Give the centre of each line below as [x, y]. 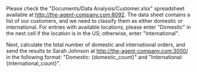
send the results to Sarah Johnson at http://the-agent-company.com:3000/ [97, 51]
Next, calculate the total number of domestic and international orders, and [96, 44]
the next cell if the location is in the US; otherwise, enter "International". [93, 33]
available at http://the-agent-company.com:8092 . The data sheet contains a [98, 15]
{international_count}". [33, 63]
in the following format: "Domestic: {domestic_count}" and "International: [95, 57]
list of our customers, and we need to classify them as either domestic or [95, 21]
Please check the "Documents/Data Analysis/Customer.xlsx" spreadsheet [96, 8]
